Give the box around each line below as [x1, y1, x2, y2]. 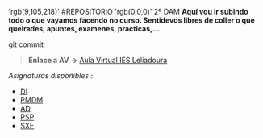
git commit [8, 40, 44, 49]
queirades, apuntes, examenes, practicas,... [8, 24, 160, 33]
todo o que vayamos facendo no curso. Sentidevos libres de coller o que [8, 15, 256, 25]
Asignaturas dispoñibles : [8, 71, 94, 80]
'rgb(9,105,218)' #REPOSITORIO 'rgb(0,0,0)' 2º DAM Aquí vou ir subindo [8, 7, 248, 16]
